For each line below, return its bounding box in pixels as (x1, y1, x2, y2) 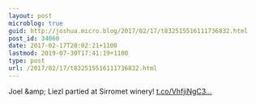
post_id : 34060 (8, 34, 60, 43)
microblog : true (8, 19, 63, 27)
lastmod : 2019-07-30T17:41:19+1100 (8, 49, 129, 57)
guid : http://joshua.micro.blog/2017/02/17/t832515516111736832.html (8, 27, 249, 35)
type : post (8, 57, 45, 65)
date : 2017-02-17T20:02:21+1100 (8, 42, 117, 50)
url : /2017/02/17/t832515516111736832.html (8, 64, 158, 73)
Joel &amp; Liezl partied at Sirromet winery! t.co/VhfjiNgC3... (8, 86, 212, 96)
